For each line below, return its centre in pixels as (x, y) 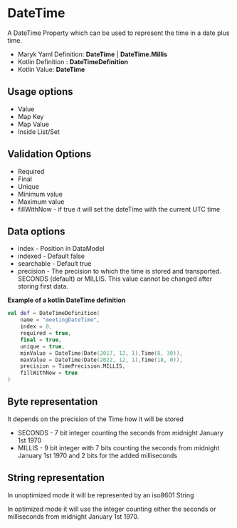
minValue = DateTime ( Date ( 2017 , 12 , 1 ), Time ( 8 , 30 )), (101, 353)
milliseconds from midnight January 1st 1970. (73, 516)
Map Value (33, 124)
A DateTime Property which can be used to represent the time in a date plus (118, 33)
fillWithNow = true (49, 373)
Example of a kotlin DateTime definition (67, 300)
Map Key (31, 116)
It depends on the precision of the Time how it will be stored (95, 419)
